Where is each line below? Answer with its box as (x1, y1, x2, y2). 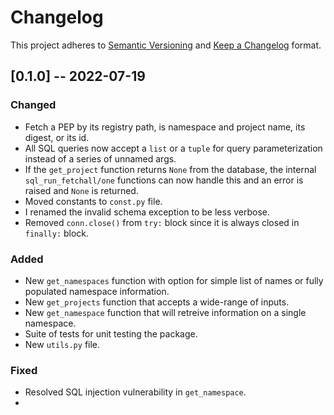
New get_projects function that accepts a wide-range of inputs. (24, 296, 290, 308)
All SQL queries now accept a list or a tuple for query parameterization (24, 142, 323, 154)
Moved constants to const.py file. (24, 195, 163, 207)
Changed (10, 98, 57, 112)
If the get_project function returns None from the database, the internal (24, 163, 317, 175)
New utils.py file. (24, 338, 101, 350)
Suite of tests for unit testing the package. (24, 327, 198, 340)
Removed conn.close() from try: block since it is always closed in (24, 216, 300, 228)
